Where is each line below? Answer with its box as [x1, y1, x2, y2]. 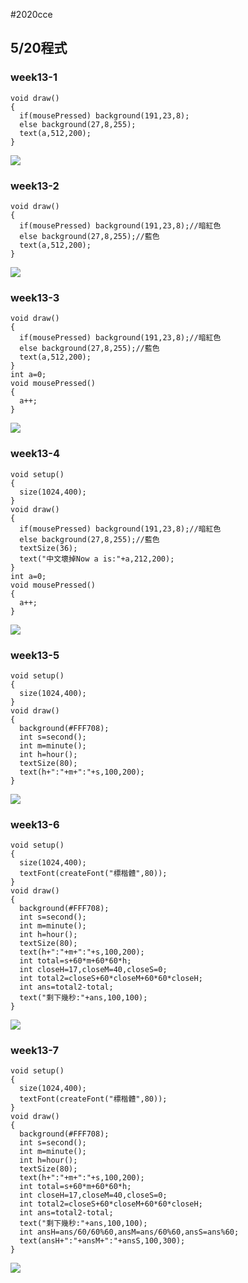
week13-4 [10, 447, 60, 461]
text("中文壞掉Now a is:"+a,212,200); [19, 554, 175, 564]
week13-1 [10, 70, 58, 84]
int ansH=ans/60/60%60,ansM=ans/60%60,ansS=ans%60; [19, 1227, 240, 1238]
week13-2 [10, 179, 60, 193]
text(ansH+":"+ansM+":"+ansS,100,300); [19, 1236, 186, 1246]
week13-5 [10, 648, 60, 662]
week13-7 [10, 1044, 59, 1058]
